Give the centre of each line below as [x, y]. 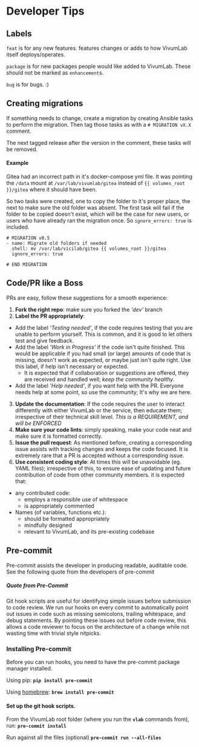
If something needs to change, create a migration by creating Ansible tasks [100, 118]
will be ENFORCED [38, 423]
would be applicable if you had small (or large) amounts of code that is [103, 353]
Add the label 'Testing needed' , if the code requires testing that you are [104, 327]
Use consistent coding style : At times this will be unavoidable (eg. [98, 461]
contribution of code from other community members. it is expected [99, 475]
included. [18, 227]
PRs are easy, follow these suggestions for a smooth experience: [87, 298]
